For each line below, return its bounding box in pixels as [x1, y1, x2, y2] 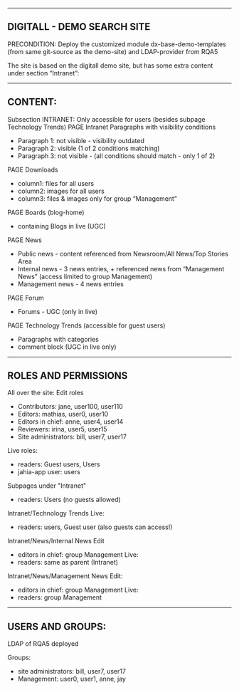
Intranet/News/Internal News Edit [7, 537, 105, 545]
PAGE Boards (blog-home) [7, 208, 85, 216]
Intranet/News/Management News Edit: [7, 572, 123, 580]
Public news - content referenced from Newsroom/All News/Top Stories [17, 249, 229, 258]
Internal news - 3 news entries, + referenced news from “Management [17, 264, 225, 273]
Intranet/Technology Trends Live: [7, 509, 105, 518]
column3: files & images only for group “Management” [17, 194, 178, 203]
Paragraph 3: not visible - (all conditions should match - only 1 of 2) [17, 151, 216, 160]
